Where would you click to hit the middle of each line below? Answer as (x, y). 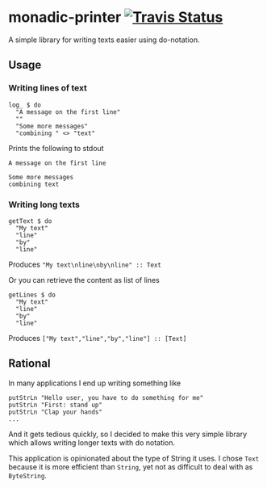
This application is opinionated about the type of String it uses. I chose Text (134, 458)
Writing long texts (44, 204)
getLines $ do (32, 295)
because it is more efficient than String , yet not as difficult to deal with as (131, 467)
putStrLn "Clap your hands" (56, 412)
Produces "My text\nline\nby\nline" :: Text (85, 264)
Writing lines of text (48, 88)
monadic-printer (65, 17)
